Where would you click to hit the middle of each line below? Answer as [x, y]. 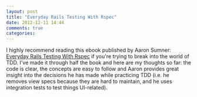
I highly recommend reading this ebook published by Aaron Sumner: [89, 50]
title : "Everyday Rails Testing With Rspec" [61, 17]
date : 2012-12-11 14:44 [35, 22]
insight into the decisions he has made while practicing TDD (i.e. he [88, 75]
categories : [21, 34]
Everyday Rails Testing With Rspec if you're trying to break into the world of [98, 56]
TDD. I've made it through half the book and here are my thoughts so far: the [98, 63]
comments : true [25, 28]
